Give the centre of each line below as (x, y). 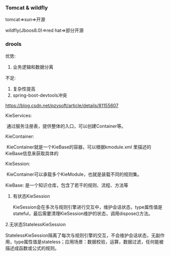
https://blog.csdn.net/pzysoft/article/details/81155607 (62, 105)
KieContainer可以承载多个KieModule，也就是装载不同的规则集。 (74, 174)
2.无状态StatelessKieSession (36, 224)
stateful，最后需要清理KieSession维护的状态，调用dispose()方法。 (83, 213)
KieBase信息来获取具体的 (32, 153)
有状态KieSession (31, 196)
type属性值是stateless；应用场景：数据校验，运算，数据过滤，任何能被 (89, 242)
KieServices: (19, 115)
